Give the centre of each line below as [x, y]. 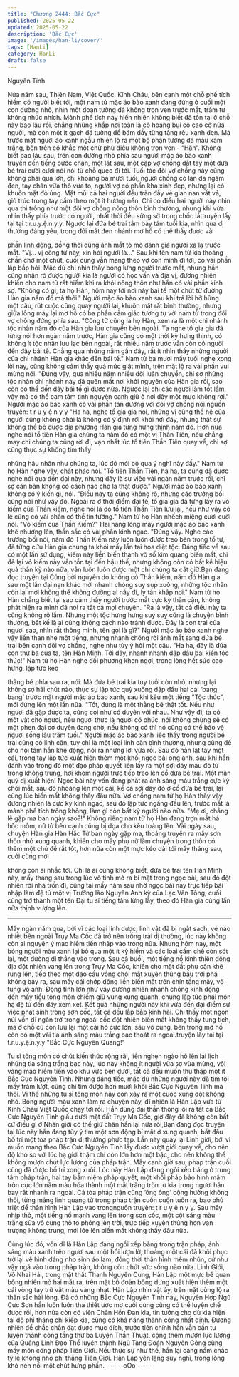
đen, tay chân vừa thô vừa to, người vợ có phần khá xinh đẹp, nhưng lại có [116, 186]
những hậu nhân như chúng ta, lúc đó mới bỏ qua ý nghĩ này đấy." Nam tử [115, 463]
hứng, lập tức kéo [33, 668]
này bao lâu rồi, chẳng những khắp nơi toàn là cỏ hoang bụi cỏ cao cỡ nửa [116, 125]
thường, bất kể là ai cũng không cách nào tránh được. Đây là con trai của [114, 622]
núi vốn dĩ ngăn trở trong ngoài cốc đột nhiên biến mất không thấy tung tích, [119, 1019]
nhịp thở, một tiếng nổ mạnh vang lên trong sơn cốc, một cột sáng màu [111, 1215]
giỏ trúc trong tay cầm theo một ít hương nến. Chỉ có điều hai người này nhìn [119, 200]
